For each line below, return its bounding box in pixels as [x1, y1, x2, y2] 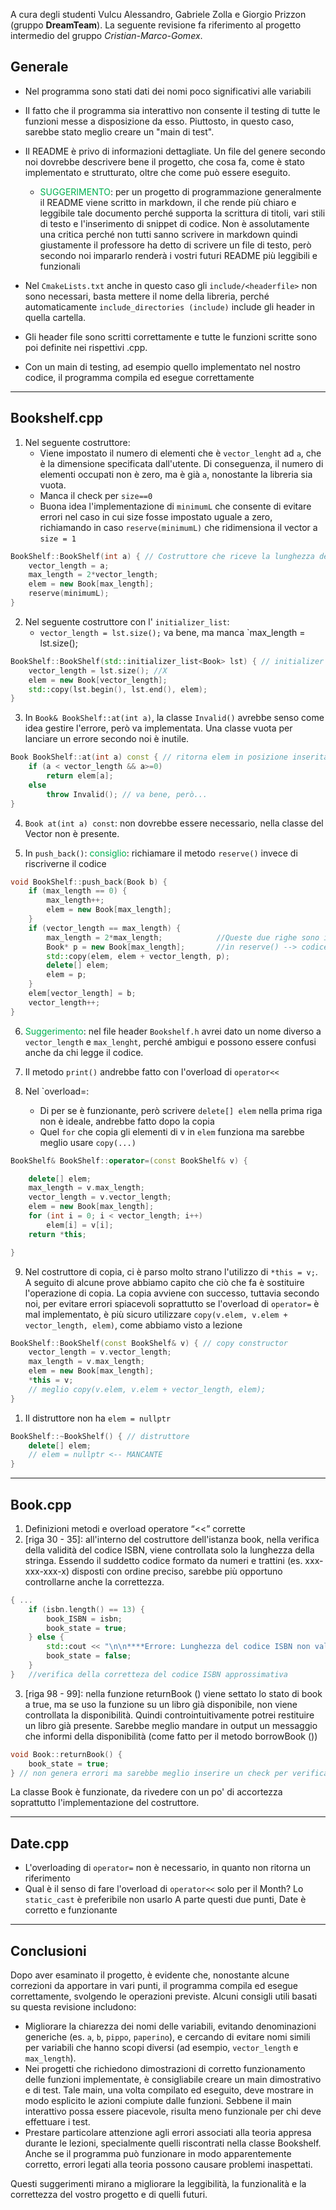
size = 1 [39, 534, 77, 544]
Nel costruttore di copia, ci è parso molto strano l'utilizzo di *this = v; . [24, 1265, 318, 1278]
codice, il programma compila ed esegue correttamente [24, 371, 255, 383]
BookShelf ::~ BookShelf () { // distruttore [10, 1431, 190, 1441]
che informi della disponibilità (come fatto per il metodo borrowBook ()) [24, 1730, 318, 1742]
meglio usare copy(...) [39, 1136, 137, 1148]
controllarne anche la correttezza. [24, 1575, 165, 1588]
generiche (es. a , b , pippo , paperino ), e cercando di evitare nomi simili [24, 2031, 311, 2043]
